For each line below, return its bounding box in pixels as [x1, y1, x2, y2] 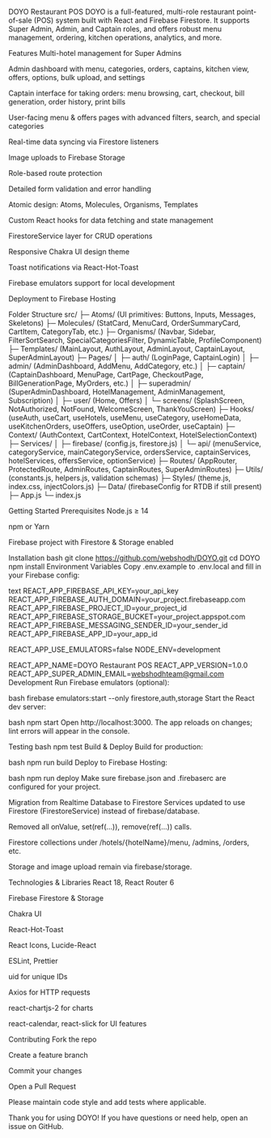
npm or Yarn [8, 522, 50, 531]
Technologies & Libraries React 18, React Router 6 [8, 878, 175, 887]
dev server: [8, 702, 47, 711]
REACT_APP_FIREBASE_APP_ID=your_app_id [8, 629, 158, 638]
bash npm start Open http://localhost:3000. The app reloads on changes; [8, 718, 253, 727]
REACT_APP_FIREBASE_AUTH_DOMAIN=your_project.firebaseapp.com [8, 595, 246, 604]
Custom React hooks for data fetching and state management [8, 215, 214, 225]
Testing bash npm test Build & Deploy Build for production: [8, 742, 204, 752]
